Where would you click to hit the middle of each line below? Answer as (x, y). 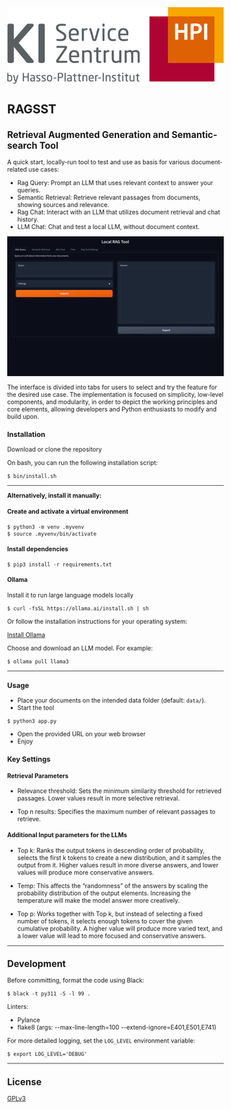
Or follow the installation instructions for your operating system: (97, 622)
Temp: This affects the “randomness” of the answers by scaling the (112, 885)
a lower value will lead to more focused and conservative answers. (111, 936)
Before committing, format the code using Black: (76, 981)
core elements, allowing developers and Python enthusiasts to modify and (112, 409)
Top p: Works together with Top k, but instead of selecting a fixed (110, 914)
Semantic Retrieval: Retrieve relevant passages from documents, (109, 197)
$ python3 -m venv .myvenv (46, 527)
